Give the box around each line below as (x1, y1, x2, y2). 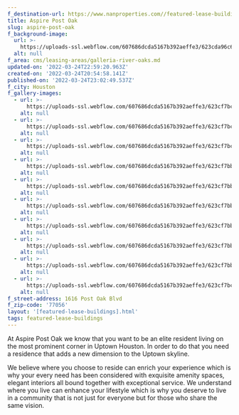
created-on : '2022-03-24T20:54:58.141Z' (7, 70, 129, 77)
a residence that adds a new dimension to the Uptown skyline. (7, 350, 190, 358)
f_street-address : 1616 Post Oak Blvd (7, 295, 122, 303)
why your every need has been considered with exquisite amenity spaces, (7, 371, 225, 379)
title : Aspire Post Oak (7, 17, 78, 24)
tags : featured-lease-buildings (7, 315, 103, 322)
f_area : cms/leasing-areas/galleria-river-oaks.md (7, 57, 161, 64)
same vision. (7, 401, 45, 409)
